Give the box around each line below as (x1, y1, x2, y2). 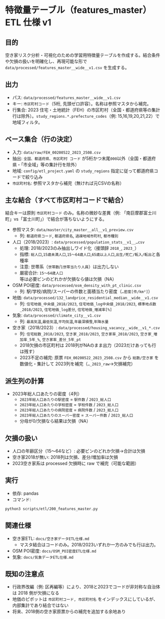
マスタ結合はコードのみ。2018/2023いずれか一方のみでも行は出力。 (19, 541, 159, 547)
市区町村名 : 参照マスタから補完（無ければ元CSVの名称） (12, 180, 125, 186)
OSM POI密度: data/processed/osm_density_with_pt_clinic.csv (12, 283, 141, 288)
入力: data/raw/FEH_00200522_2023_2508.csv (12, 149, 101, 155)
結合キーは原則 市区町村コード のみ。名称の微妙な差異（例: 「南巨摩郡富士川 (5, 210, 157, 216)
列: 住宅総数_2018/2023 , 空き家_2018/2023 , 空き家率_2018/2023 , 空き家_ (19, 331, 154, 337)
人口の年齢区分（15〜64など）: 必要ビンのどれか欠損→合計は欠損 (12, 448, 145, 454)
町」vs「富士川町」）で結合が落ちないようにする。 (5, 216, 107, 222)
